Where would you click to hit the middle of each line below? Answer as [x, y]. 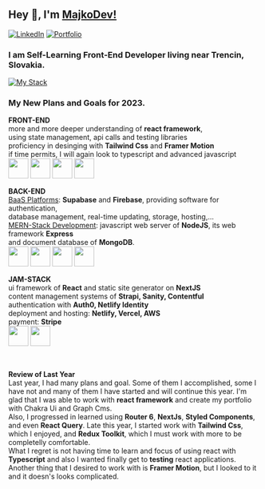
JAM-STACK [30, 279]
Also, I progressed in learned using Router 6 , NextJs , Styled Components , [132, 417]
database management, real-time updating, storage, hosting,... [111, 217]
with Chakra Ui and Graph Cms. [60, 408]
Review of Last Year [42, 375]
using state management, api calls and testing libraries [98, 138]
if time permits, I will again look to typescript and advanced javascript [123, 154]
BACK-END [27, 191]
